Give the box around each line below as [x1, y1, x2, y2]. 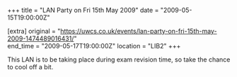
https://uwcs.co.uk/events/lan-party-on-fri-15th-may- [59, 27, 217, 35]
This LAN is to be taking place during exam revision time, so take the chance [7, 55, 231, 64]
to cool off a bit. [7, 63, 54, 71]
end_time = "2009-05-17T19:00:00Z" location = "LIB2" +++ [7, 42, 181, 50]
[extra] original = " [7, 27, 61, 35]
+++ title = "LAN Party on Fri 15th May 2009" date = [7, 6, 159, 14]
